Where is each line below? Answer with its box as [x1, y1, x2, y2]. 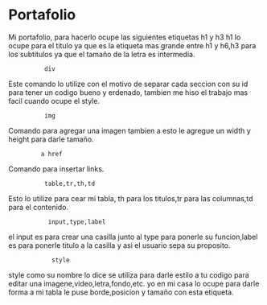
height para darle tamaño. [8, 134, 94, 144]
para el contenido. [8, 202, 69, 212]
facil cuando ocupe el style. [8, 96, 101, 105]
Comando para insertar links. [8, 163, 105, 174]
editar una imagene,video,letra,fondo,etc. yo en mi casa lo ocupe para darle [8, 278, 260, 288]
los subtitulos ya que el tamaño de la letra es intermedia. [8, 49, 195, 59]
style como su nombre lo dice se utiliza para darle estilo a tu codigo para [8, 270, 249, 279]
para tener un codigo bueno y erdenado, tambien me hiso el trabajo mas [8, 87, 248, 97]
